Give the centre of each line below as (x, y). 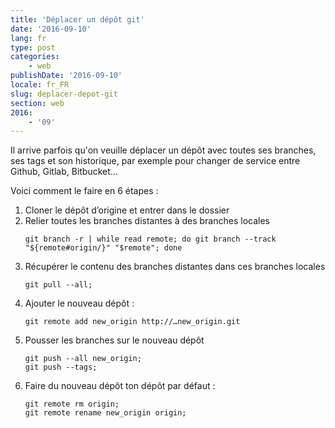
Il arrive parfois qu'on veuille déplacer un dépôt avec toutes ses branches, (163, 150)
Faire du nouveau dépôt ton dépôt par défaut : (120, 386)
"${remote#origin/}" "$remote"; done (103, 248)
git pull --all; (58, 285)
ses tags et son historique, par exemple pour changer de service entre (155, 161)
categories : (35, 57)
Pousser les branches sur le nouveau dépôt (114, 340)
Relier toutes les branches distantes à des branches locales (147, 221)
